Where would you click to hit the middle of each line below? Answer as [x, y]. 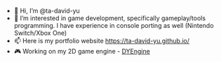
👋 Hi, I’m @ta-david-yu [47, 11]
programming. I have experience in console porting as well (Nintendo [114, 25]
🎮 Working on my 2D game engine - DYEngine [82, 51]
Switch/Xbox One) [40, 33]
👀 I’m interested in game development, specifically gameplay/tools [109, 18]
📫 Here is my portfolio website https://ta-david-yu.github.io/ [102, 41]
